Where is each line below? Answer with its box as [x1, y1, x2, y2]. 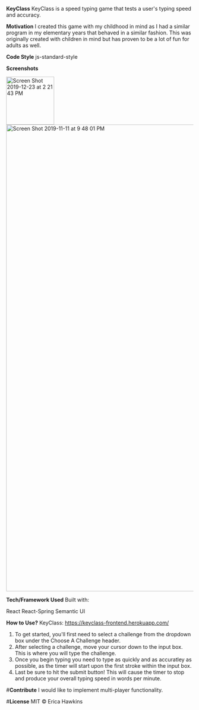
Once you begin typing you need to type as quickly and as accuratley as [14, 656, 192, 663]
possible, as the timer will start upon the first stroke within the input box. [14, 662, 192, 669]
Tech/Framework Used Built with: [6, 597, 90, 603]
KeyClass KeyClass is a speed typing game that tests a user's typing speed [6, 5, 192, 12]
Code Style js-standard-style [6, 53, 78, 60]
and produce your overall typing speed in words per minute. [14, 675, 162, 682]
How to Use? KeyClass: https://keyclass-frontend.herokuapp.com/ [6, 619, 169, 626]
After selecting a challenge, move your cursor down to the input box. [14, 643, 183, 650]
